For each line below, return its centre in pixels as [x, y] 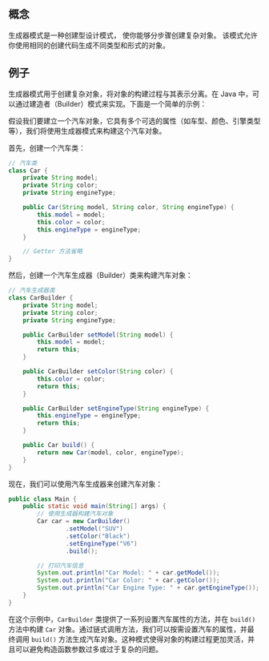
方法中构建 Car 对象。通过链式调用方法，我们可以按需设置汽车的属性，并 [128, 629]
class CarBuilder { [41, 298]
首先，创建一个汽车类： [47, 147]
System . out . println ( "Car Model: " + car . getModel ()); [128, 573]
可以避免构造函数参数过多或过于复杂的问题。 [88, 649]
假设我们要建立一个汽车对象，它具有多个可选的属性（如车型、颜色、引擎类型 [134, 121]
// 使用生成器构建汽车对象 [75, 514]
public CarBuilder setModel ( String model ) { [98, 335]
